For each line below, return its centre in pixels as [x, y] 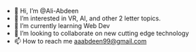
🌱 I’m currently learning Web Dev [62, 26]
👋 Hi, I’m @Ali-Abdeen [46, 11]
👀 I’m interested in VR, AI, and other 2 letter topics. [87, 18]
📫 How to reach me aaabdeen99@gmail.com [80, 41]
